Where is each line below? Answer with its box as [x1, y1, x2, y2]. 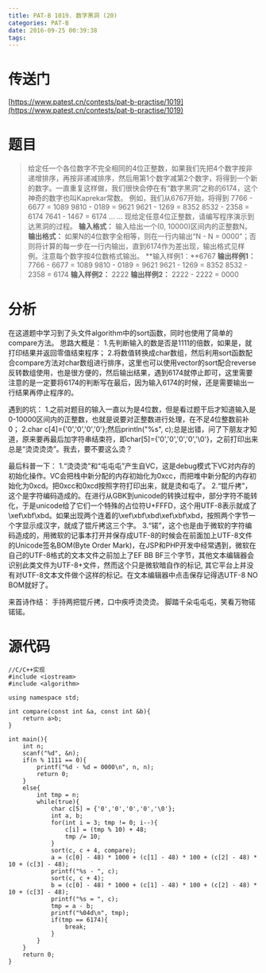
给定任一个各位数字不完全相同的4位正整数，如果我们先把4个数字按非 [27, 163, 253, 173]
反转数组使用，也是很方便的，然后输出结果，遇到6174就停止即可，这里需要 [8, 368, 253, 378]
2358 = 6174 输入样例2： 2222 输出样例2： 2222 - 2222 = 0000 [27, 270, 240, 279]
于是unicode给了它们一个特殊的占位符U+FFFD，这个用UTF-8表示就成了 [21, 501, 257, 510]
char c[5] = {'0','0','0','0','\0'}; [50, 805, 176, 813]
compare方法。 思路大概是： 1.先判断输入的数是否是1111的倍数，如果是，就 [8, 338, 253, 348]
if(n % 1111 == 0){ [22, 756, 87, 764]
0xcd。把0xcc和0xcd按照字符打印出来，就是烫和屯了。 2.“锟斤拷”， [29, 481, 253, 490]
